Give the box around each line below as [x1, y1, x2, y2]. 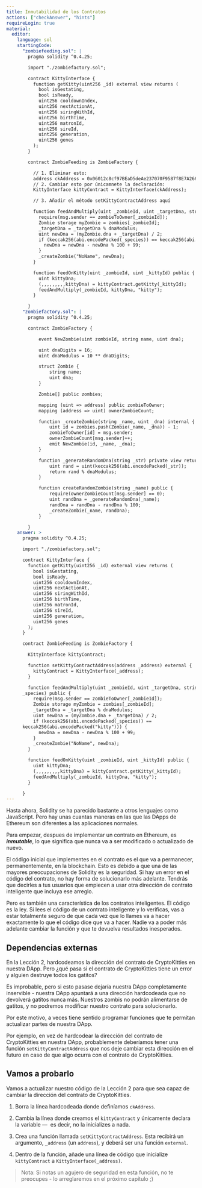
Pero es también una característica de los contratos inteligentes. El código [6, 899, 191, 907]
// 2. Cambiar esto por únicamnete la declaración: [32, 181, 165, 187]
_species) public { [22, 690, 71, 696]
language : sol [17, 37, 52, 43]
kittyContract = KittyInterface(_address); [32, 668, 144, 674]
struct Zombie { [38, 363, 79, 369]
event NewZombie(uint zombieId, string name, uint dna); [38, 336, 185, 342]
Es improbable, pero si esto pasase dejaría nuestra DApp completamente [6, 983, 187, 990]
